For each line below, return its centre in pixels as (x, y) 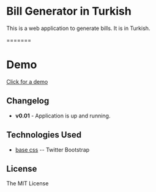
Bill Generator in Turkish (69, 11)
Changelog (28, 101)
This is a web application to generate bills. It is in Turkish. (78, 28)
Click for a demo (27, 81)
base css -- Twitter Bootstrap (52, 150)
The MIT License (28, 183)
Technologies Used (44, 135)
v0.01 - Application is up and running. (63, 116)
